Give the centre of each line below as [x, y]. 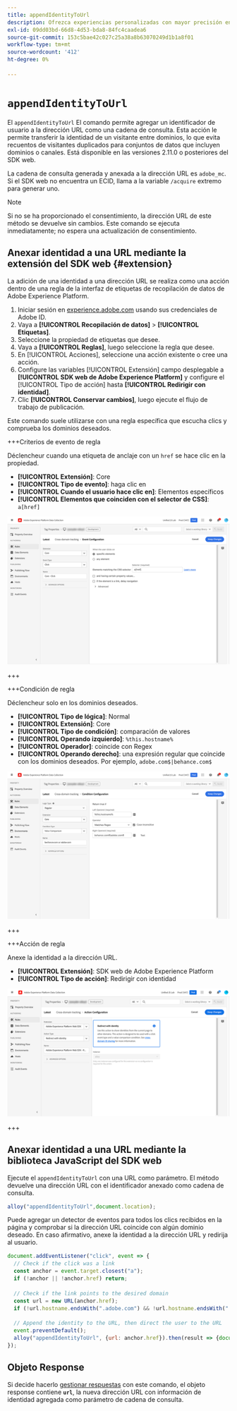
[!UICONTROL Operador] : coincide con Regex [85, 747]
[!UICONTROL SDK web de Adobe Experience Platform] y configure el [121, 377]
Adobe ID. [32, 317]
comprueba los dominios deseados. [59, 428]
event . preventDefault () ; [50, 1331]
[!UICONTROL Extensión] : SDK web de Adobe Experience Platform [115, 971]
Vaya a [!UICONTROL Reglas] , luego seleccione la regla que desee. [116, 347]
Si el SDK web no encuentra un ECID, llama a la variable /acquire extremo [115, 181]
